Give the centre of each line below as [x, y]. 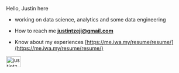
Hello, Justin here [27, 8]
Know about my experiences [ [51, 42]
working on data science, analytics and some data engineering [90, 19]
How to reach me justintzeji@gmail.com [64, 31]
